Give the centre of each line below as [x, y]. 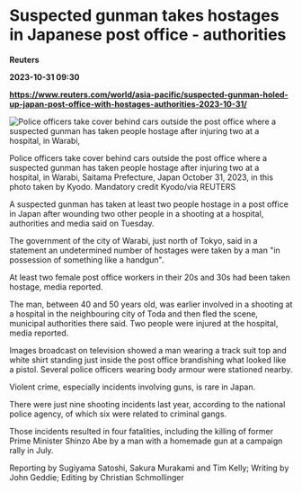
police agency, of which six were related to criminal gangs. [118, 414]
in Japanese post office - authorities [148, 35]
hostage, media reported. [56, 286]
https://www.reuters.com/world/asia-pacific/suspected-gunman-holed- [149, 94]
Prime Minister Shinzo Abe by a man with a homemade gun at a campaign [146, 441]
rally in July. [31, 450]
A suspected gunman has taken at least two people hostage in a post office [149, 204]
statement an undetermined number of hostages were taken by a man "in [145, 250]
